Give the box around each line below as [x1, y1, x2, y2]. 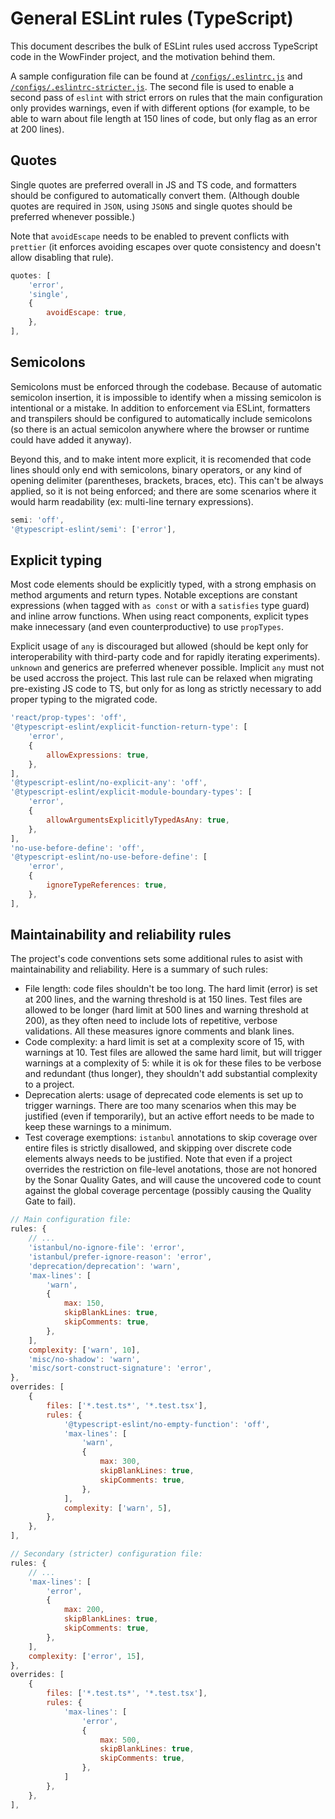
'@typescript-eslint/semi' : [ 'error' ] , [10, 524, 177, 534]
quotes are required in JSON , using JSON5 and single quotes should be [10, 200, 293, 212]
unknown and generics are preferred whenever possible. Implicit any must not [10, 662, 325, 674]
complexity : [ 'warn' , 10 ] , [28, 1345, 141, 1355]
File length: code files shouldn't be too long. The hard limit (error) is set [24, 983, 318, 995]
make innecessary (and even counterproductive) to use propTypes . [10, 621, 284, 633]
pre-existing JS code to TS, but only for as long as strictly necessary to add [10, 683, 322, 695]
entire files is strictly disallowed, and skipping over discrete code [24, 1142, 292, 1154]
